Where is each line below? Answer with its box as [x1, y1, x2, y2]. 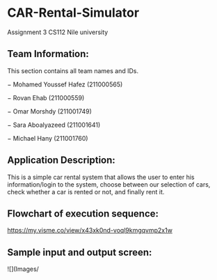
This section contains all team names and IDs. [7, 66, 139, 75]
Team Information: [7, 48, 89, 60]
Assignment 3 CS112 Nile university [7, 28, 108, 36]
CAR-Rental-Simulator [7, 5, 140, 21]
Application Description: [7, 155, 116, 166]
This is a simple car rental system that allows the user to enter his [7, 173, 195, 181]
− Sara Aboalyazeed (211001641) [7, 120, 101, 129]
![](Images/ [7, 265, 40, 273]
